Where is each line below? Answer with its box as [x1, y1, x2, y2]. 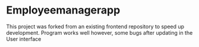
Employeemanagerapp [6, 4, 121, 17]
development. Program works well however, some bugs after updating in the [6, 29, 193, 36]
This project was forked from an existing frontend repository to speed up [6, 23, 185, 30]
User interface [6, 35, 42, 42]
